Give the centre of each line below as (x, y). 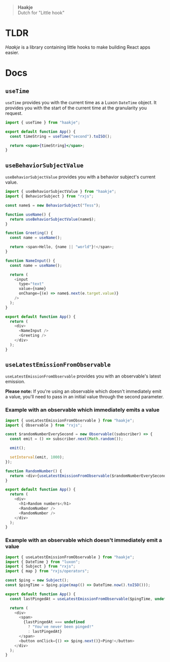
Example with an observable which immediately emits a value (82, 410)
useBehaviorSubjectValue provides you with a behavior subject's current (80, 177)
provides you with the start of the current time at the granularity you (76, 108)
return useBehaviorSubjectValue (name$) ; (53, 219)
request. (14, 113)
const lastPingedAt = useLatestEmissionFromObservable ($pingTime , (81, 599)
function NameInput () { (30, 261)
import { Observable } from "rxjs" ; (44, 425)
